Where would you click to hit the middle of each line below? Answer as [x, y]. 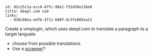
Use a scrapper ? [28, 48]
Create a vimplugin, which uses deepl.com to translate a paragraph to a [76, 29]
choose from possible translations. [47, 43]
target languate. [21, 34]
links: [12, 16]
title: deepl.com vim [27, 11]
